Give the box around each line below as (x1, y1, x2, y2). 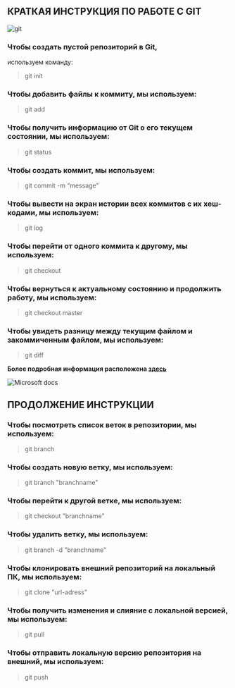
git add (24, 105, 46, 113)
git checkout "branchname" (24, 512, 105, 520)
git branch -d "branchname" (24, 546, 107, 554)
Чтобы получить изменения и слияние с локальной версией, (7, 606, 229, 615)
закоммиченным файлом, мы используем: (7, 335, 164, 345)
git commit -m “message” (24, 181, 99, 190)
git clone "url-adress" (24, 588, 88, 596)
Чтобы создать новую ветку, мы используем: (7, 462, 174, 472)
